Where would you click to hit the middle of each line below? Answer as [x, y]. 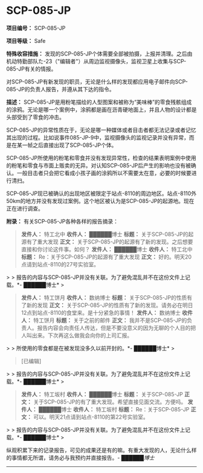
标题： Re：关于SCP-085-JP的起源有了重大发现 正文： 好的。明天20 [106, 257]
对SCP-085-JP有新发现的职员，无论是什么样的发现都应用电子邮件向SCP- [97, 82]
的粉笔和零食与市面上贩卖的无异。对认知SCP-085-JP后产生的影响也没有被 [99, 165]
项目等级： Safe [26, 40]
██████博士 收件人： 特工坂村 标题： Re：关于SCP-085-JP [114, 409]
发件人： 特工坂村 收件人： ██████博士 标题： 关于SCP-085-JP [102, 394]
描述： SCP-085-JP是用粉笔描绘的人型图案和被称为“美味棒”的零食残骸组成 [99, 102]
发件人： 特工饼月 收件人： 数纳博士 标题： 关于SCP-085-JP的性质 [104, 297]
